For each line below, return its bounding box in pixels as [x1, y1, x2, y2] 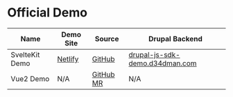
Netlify [57, 54, 79, 63]
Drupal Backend [148, 34, 202, 43]
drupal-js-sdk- [128, 50, 180, 59]
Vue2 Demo [10, 74, 50, 83]
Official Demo [7, 5, 88, 21]
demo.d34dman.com [128, 58, 197, 68]
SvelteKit [10, 50, 40, 59]
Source [94, 34, 119, 43]
